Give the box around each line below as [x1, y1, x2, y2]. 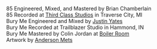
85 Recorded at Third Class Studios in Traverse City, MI [6, 11, 143, 18]
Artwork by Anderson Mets [6, 37, 73, 43]
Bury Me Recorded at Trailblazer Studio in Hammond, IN [6, 24, 144, 31]
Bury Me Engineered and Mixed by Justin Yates [6, 18, 123, 24]
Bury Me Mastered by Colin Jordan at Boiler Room [6, 30, 130, 37]
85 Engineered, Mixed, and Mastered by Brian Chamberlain [6, 5, 152, 12]
